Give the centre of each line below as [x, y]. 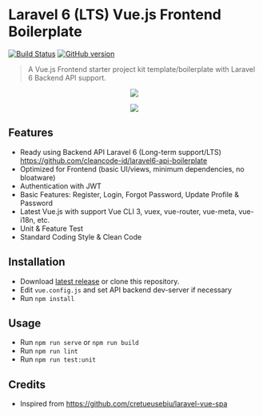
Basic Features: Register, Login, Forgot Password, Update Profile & [130, 194]
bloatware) [38, 177]
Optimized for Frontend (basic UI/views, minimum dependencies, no [132, 168]
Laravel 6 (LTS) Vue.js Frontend [115, 15]
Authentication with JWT [61, 186]
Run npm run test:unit [58, 359]
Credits [27, 384]
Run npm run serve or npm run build [79, 343]
